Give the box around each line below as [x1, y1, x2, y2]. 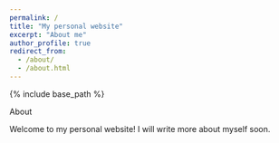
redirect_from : [9, 47, 67, 56]
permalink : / [9, 13, 59, 23]
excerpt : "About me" [9, 30, 88, 39]
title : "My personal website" [9, 22, 124, 31]
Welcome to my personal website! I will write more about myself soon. [9, 123, 271, 134]
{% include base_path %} [9, 88, 105, 100]
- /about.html [17, 64, 71, 73]
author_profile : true [9, 38, 91, 48]
